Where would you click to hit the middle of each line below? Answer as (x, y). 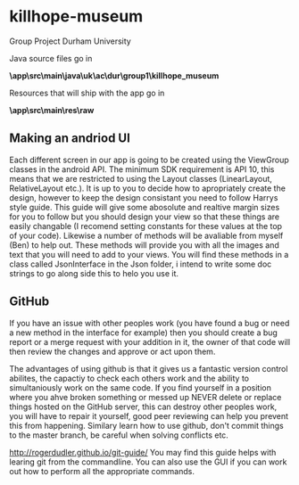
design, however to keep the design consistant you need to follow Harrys (144, 197)
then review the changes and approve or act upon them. (112, 351)
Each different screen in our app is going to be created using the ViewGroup (149, 160)
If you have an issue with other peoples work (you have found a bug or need (149, 323)
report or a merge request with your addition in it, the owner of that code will (150, 341)
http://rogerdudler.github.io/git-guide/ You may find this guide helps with (143, 452)
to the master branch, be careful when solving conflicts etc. (119, 435)
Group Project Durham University (70, 41)
